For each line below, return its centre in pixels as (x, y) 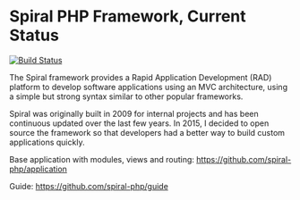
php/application (38, 169)
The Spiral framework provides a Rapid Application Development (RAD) (141, 77)
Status (34, 35)
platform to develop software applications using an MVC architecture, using (149, 87)
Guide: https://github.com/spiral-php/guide (89, 186)
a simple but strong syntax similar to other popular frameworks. (126, 96)
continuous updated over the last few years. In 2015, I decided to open (139, 123)
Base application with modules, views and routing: (102, 159)
